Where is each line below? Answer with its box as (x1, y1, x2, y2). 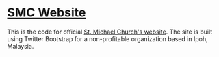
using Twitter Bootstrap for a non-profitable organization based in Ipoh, (7, 34, 208, 43)
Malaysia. (7, 42, 34, 50)
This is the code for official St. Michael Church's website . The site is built (7, 27, 213, 36)
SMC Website (7, 5, 86, 21)
